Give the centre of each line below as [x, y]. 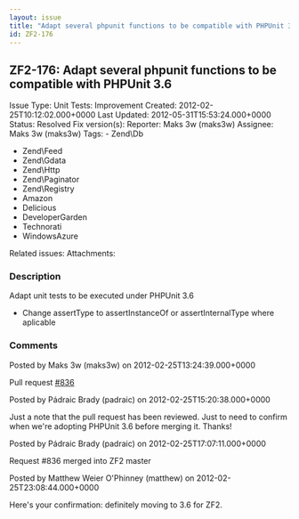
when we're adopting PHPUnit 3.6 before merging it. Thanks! [121, 426]
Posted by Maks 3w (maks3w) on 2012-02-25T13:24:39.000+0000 [133, 365]
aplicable [39, 322]
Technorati [42, 227]
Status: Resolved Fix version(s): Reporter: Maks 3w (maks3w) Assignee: [141, 125]
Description [35, 277]
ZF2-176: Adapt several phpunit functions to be [143, 70]
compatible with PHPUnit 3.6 [91, 84]
